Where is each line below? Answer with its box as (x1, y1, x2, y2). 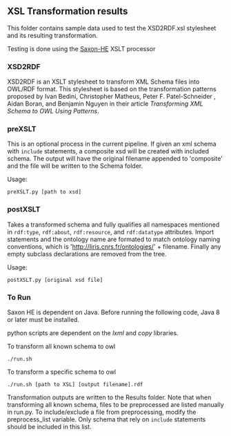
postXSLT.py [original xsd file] (7, 276, 103, 283)
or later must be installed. (7, 316, 79, 323)
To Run (7, 292, 31, 302)
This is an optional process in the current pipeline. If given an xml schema (7, 140, 217, 148)
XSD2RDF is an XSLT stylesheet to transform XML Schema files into (7, 77, 200, 86)
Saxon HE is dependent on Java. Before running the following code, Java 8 (7, 308, 220, 316)
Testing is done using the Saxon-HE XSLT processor (7, 44, 156, 53)
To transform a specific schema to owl (7, 368, 116, 376)
